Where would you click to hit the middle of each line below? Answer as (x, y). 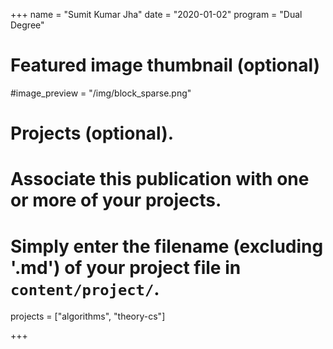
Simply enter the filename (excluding (167, 246)
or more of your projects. (116, 200)
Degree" (27, 25)
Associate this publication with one (160, 179)
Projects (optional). (92, 133)
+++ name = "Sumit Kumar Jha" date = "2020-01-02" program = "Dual (156, 14)
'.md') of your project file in (126, 267)
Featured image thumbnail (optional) (165, 65)
